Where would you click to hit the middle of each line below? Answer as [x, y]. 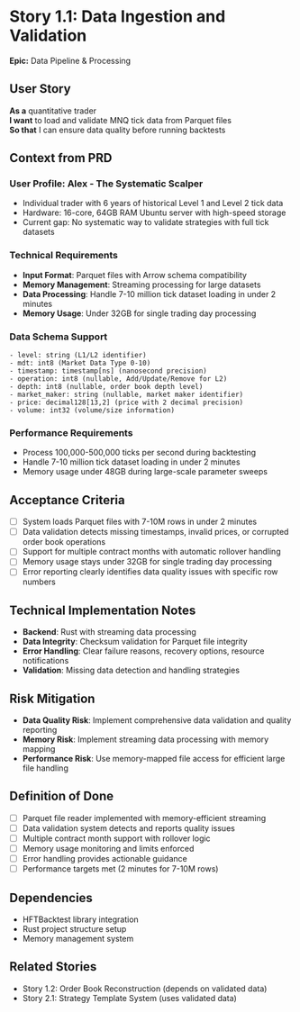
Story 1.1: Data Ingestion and [118, 17]
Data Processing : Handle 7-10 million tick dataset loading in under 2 [149, 294]
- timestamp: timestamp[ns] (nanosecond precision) [108, 371]
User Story [40, 89]
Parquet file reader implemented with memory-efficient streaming [144, 818]
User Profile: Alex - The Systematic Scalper [106, 184]
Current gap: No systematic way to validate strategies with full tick [145, 222]
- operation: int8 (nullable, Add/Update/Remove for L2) [118, 379]
